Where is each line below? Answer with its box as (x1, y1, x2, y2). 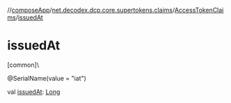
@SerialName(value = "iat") (7, 74, 87, 82)
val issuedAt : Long (7, 87, 61, 96)
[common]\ (7, 61, 40, 69)
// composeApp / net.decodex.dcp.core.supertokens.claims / (7, 6, 175, 14)
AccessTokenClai (174, 6, 224, 14)
